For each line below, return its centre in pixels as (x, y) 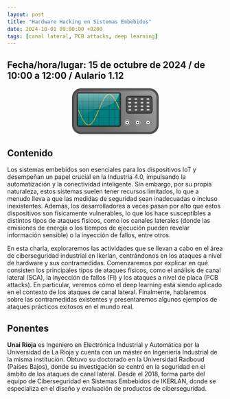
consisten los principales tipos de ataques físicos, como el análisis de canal (114, 270)
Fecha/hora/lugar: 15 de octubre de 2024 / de (106, 65)
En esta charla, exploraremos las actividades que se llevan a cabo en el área (115, 249)
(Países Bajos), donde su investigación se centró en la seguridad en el (106, 367)
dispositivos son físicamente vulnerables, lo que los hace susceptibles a (109, 213)
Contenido (30, 153)
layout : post (26, 14)
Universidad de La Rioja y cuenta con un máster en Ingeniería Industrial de (112, 352)
